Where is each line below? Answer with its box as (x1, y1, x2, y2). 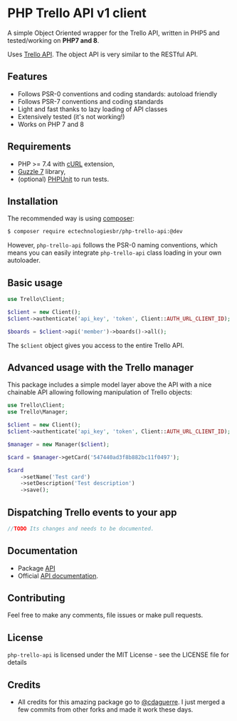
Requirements (7, 140, 71, 153)
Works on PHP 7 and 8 (17, 120, 84, 128)
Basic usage (7, 277, 63, 289)
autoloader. (7, 256, 41, 265)
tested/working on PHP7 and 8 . (7, 36, 100, 44)
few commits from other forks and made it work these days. (17, 705, 194, 714)
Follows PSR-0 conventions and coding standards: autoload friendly (17, 89, 218, 98)
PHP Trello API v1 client (7, 5, 147, 21)
